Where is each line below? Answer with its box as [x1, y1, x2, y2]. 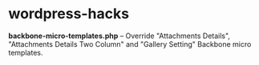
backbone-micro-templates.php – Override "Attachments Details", [8, 31, 231, 40]
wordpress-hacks [8, 5, 130, 23]
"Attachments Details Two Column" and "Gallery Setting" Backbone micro [8, 39, 252, 48]
